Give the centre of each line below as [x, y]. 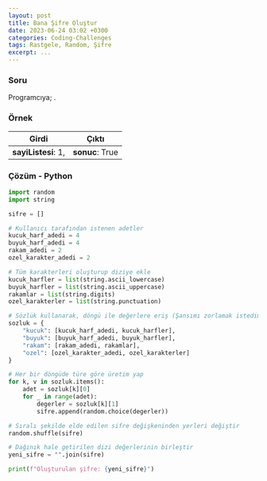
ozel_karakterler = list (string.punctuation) [85, 302]
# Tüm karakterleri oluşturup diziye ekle [79, 272]
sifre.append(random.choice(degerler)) [103, 411]
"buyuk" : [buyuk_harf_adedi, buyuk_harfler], [99, 338]
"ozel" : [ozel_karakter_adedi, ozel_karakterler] [106, 353]
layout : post [30, 15]
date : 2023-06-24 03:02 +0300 [58, 30]
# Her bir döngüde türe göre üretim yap [76, 375]
